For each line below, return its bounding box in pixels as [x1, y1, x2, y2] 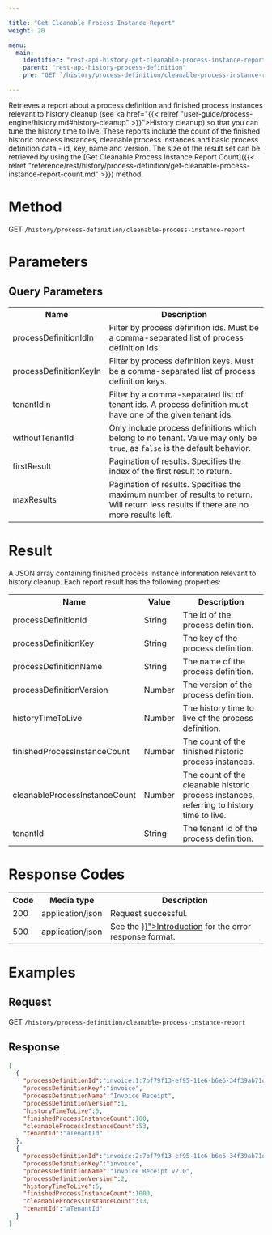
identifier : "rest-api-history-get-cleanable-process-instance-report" [23, 56, 270, 65]
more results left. [108, 509, 173, 520]
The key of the [182, 632, 238, 643]
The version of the [182, 679, 253, 690]
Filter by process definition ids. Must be [108, 321, 259, 333]
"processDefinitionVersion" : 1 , [23, 1099, 129, 1107]
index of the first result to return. [108, 465, 232, 477]
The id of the [182, 609, 232, 620]
